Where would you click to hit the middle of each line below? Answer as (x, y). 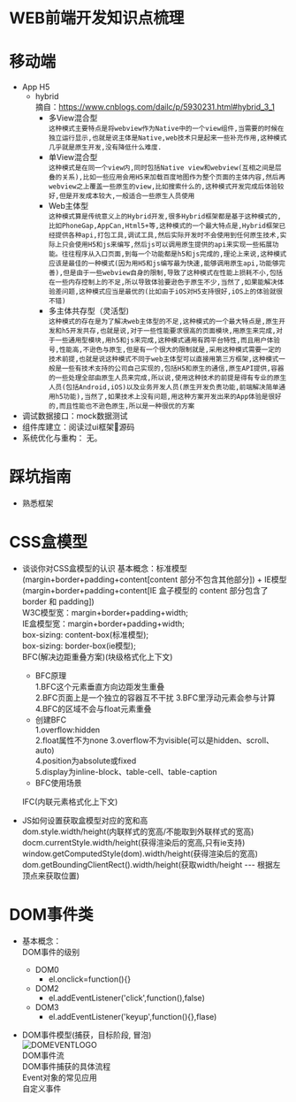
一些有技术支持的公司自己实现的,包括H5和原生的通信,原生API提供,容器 (173, 369)
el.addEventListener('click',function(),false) (126, 998)
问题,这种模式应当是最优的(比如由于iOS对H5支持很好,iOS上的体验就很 (172, 292)
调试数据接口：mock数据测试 (75, 416)
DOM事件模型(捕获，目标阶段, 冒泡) (87, 1035)
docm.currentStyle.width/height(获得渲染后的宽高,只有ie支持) (133, 842)
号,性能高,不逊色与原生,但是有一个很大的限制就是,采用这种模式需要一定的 (165, 350)
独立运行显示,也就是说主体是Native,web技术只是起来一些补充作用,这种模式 (167, 138)
